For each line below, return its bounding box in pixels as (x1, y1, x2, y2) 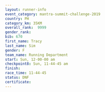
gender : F (5, 48, 25, 53)
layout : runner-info (5, 7, 47, 12)
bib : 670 (5, 35, 23, 39)
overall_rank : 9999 (5, 25, 47, 30)
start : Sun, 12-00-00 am (5, 57, 55, 62)
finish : (5, 66, 21, 71)
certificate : (5, 79, 31, 84)
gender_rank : (5, 30, 31, 35)
